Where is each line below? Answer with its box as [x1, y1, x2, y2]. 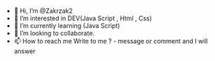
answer [13, 47, 36, 55]
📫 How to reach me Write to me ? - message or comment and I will [13, 37, 208, 45]
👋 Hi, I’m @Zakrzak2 [13, 7, 73, 15]
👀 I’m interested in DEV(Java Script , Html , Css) [13, 14, 153, 22]
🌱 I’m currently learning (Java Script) [13, 22, 120, 29]
